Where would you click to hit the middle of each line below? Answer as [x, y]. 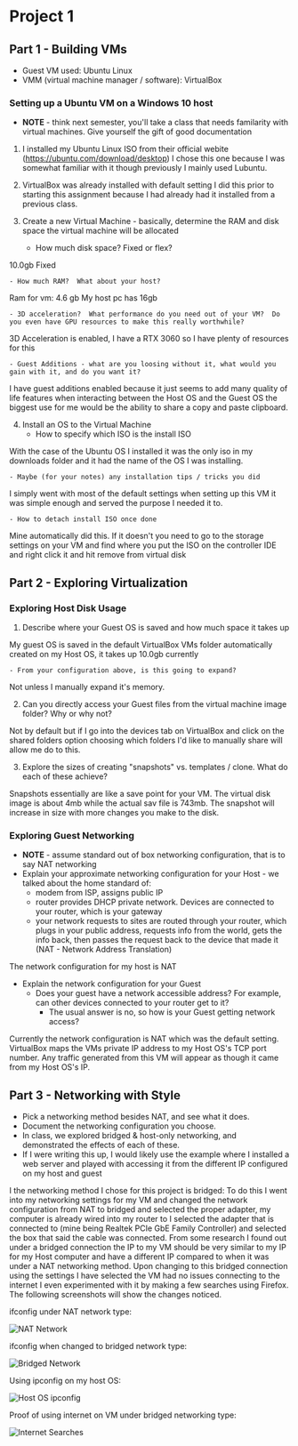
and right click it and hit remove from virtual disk [98, 555]
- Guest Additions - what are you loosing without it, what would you [143, 365]
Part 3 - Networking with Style [95, 1095]
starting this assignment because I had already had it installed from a [149, 195]
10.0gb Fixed [32, 265]
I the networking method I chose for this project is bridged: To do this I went [148, 1191]
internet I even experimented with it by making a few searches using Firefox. [149, 1285]
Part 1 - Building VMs [68, 49]
